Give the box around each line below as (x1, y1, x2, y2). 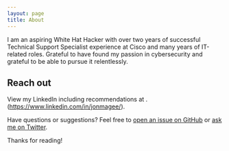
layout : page (7, 10, 45, 17)
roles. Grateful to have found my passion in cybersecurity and (28, 49, 203, 58)
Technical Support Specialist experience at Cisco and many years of (7, 43, 200, 51)
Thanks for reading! (7, 137, 63, 145)
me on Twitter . (7, 123, 48, 131)
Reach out (7, 77, 51, 89)
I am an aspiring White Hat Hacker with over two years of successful (7, 35, 201, 43)
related (7, 49, 27, 58)
